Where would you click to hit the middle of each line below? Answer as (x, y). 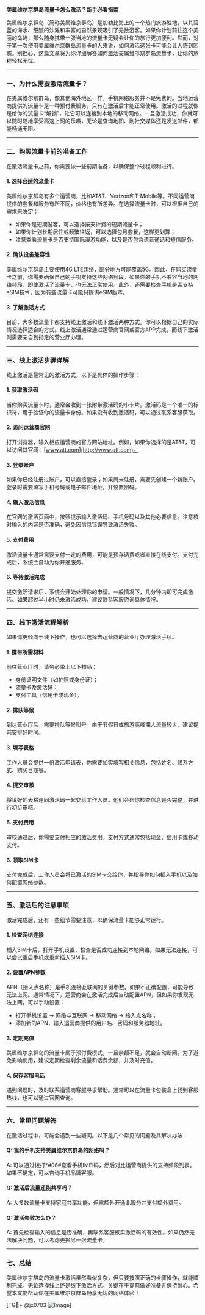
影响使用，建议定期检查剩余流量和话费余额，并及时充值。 (84, 1061)
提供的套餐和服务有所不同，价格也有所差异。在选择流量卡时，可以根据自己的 (103, 203)
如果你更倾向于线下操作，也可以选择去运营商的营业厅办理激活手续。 (92, 637)
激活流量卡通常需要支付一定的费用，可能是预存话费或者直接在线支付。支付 (100, 554)
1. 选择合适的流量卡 (31, 181)
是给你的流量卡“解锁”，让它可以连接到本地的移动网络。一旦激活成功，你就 (100, 113)
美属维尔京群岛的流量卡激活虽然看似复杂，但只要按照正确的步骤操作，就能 (100, 1277)
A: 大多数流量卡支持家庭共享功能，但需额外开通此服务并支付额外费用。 (95, 1203)
